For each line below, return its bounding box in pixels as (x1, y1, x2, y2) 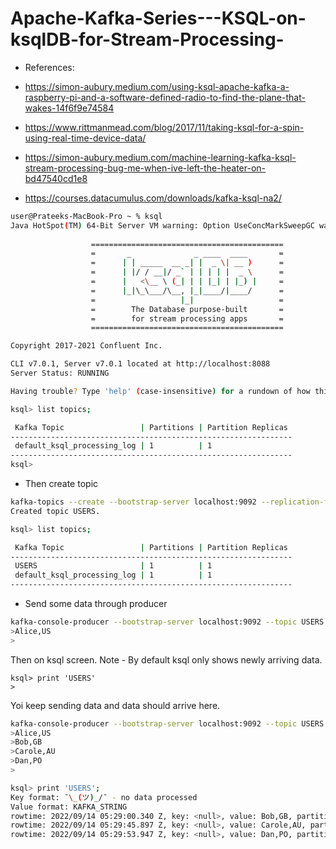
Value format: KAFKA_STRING (10, 802, 128, 812)
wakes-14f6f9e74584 (24, 102, 115, 114)
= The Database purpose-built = (90, 304, 284, 314)
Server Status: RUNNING (10, 368, 110, 379)
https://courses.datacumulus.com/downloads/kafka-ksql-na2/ (24, 192, 282, 204)
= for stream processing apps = (90, 313, 284, 324)
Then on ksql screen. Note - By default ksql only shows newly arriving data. (10, 653, 323, 666)
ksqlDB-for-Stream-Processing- (10, 28, 285, 51)
